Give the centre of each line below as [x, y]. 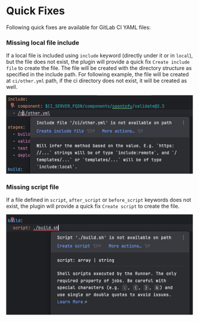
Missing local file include [43, 43]
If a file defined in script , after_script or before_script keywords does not [99, 200]
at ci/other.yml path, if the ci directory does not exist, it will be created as [97, 81]
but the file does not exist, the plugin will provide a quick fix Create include [98, 62]
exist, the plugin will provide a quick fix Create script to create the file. [93, 206]
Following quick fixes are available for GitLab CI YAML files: [78, 27]
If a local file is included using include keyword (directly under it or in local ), [99, 56]
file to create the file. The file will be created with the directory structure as [99, 68]
